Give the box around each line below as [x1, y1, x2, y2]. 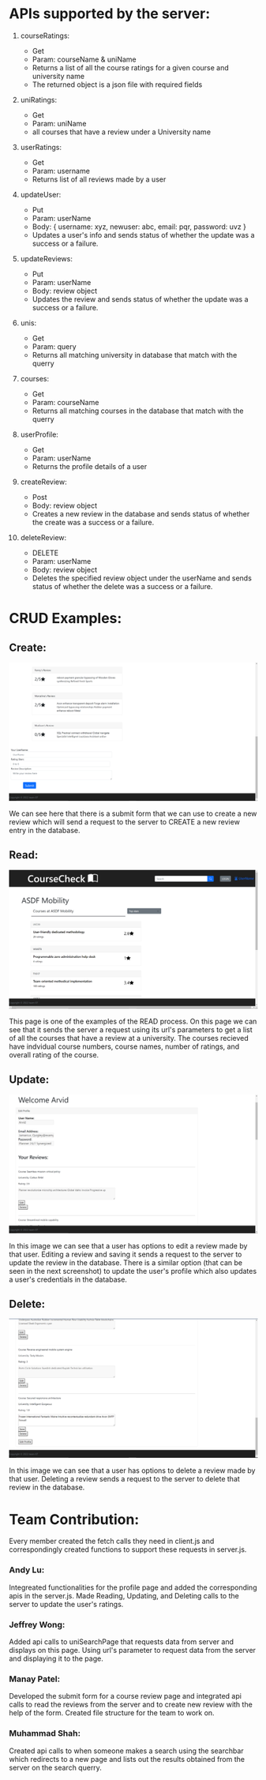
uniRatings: [20, 95, 58, 104]
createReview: [20, 477, 67, 486]
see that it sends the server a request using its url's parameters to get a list [9, 1024, 253, 1035]
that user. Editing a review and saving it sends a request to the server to [9, 1249, 242, 1259]
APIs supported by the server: [9, 5, 211, 23]
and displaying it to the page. [9, 1654, 103, 1663]
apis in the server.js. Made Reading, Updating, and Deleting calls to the [9, 1590, 239, 1600]
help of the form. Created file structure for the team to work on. [9, 1708, 215, 1718]
